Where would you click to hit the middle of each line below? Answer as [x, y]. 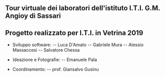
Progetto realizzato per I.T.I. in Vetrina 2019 [74, 33]
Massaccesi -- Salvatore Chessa [46, 50]
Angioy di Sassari [33, 16]
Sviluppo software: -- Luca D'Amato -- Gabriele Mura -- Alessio [78, 45]
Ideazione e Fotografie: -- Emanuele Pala [55, 60]
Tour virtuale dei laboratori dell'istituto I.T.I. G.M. [83, 8]
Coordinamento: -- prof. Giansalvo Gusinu [55, 70]
